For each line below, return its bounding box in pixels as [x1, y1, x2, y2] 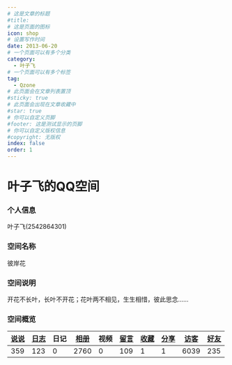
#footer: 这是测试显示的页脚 [7, 120, 82, 128]
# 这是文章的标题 [7, 10, 50, 17]
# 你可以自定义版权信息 [7, 127, 66, 134]
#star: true [7, 107, 42, 114]
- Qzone [13, 82, 36, 89]
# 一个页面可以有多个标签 [7, 68, 71, 75]
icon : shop [7, 29, 39, 37]
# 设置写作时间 [7, 36, 45, 43]
